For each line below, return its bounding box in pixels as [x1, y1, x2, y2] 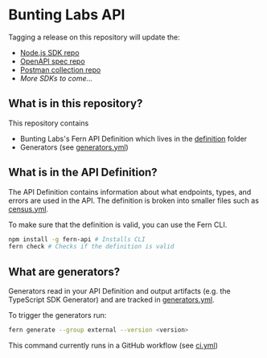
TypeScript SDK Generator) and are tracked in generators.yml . [8, 295, 215, 305]
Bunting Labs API [8, 6, 125, 24]
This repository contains [8, 118, 89, 128]
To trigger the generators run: [8, 311, 107, 320]
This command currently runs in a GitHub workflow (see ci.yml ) [8, 340, 219, 350]
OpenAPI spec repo [19, 56, 86, 66]
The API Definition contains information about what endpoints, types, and [8, 187, 252, 196]
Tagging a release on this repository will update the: [8, 32, 180, 42]
